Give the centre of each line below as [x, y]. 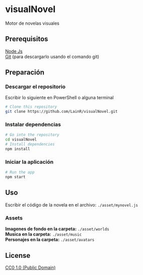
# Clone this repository [31, 107]
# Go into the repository [32, 135]
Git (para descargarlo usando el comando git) [52, 56]
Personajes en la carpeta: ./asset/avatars [50, 240]
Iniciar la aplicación [29, 162]
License [18, 255]
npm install [18, 149]
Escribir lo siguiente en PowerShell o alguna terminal [59, 98]
